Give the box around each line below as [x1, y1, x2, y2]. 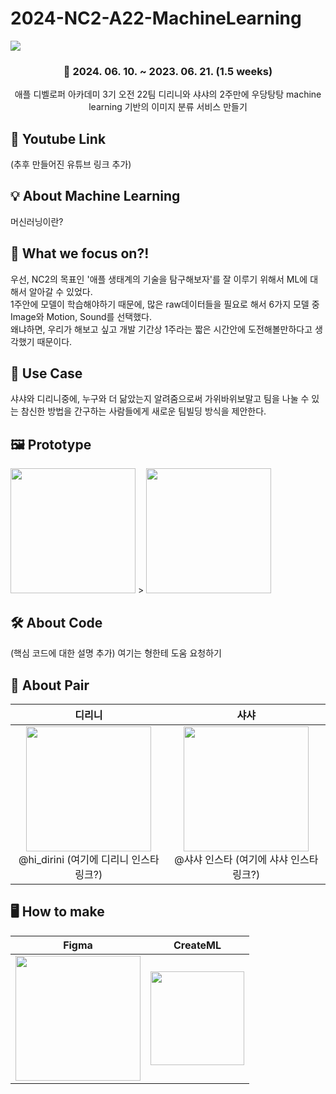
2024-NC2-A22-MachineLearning [10, 7, 302, 30]
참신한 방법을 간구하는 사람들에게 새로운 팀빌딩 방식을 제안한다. [20, 405, 267, 417]
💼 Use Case [10, 365, 83, 382]
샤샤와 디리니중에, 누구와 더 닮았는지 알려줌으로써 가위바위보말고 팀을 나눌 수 [10, 393, 310, 405]
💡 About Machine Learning [10, 188, 181, 205]
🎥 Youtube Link [10, 130, 107, 147]
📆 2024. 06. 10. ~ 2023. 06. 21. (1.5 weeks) [63, 64, 273, 78]
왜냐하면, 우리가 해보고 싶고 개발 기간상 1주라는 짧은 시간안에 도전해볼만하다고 [10, 323, 313, 335]
